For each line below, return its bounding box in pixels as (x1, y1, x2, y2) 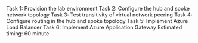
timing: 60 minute (6, 30, 49, 37)
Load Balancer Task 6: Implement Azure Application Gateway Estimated (6, 24, 182, 31)
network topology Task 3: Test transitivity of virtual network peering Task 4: (6, 11, 193, 18)
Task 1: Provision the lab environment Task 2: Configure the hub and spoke (6, 5, 190, 12)
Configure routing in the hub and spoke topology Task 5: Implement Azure (6, 18, 188, 24)
